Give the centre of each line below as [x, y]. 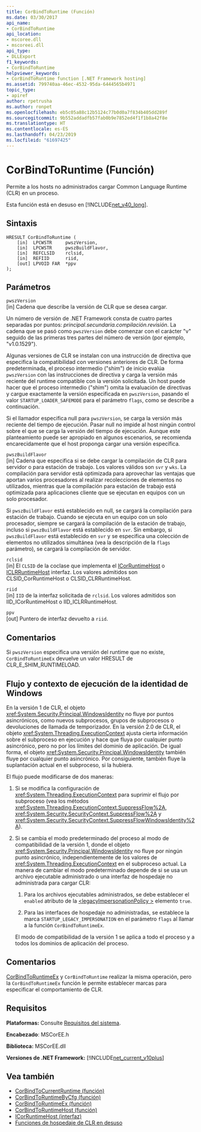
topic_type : [21, 90]
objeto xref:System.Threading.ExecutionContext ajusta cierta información [97, 733]
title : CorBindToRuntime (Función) [51, 12]
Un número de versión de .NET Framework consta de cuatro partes [89, 318]
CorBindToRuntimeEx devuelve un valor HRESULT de [70, 659]
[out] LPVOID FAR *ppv [47, 264]
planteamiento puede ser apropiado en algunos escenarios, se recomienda [99, 437]
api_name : [19, 23]
